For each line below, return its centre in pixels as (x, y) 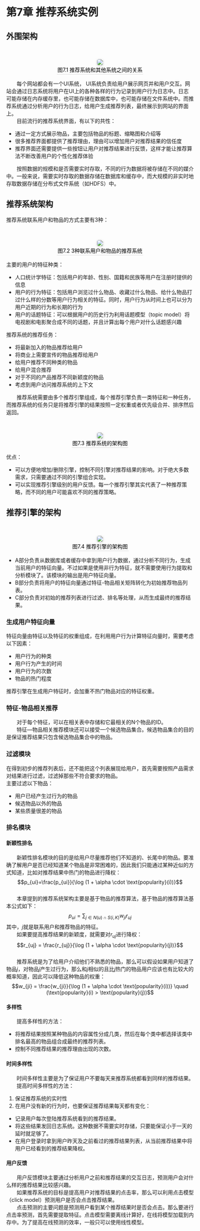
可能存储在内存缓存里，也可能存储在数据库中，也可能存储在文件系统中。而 (97, 98)
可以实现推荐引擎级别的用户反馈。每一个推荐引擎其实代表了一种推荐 (98, 485)
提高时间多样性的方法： (46, 1085)
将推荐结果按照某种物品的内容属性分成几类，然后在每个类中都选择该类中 (103, 1034)
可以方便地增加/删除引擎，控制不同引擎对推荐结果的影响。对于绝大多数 (102, 470)
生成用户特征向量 (31, 622)
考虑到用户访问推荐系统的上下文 (54, 384)
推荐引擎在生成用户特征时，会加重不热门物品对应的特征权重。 (82, 691)
